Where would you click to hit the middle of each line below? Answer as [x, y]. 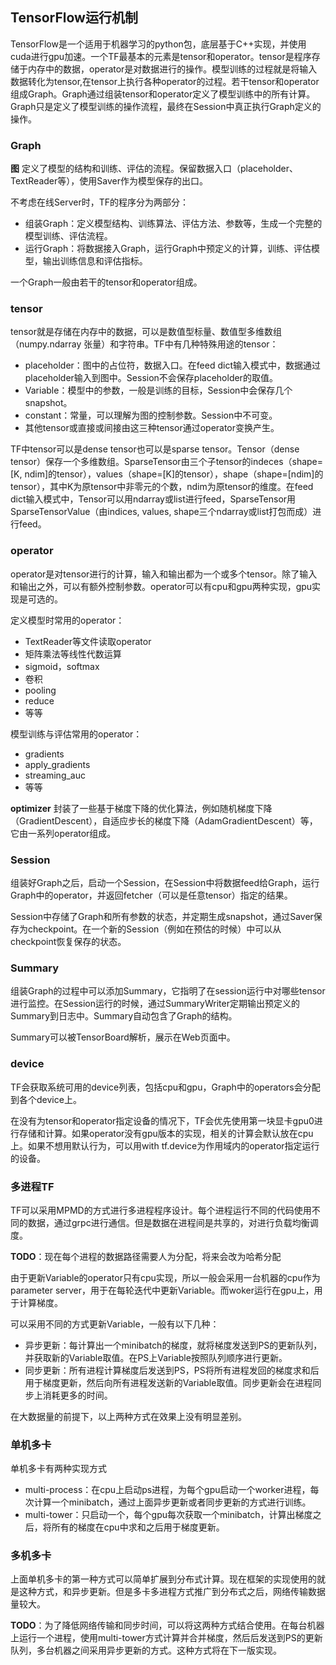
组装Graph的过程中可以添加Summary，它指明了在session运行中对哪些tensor [168, 991]
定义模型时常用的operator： [67, 620]
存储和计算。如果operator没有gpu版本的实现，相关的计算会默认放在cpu [166, 1133]
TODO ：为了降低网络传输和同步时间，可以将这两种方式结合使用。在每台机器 [167, 1625]
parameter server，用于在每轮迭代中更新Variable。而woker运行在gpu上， [162, 1290]
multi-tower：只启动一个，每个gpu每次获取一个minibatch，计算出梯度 [168, 1515]
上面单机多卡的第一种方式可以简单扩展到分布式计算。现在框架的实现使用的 [163, 1579]
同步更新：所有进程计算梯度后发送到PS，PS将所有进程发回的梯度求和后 [172, 1370]
